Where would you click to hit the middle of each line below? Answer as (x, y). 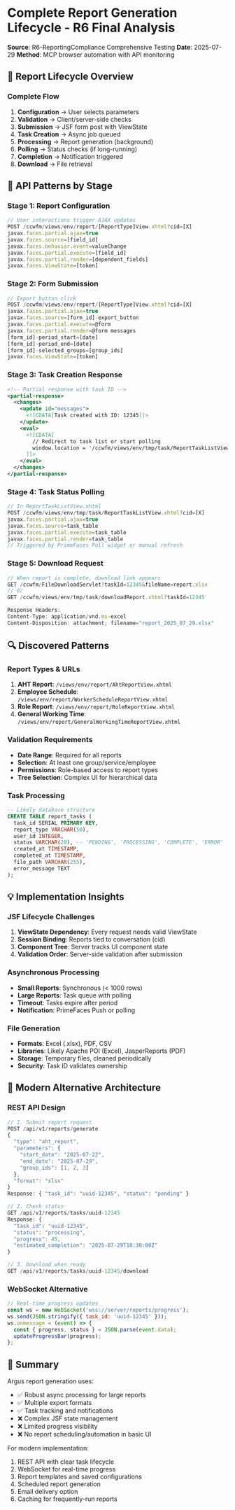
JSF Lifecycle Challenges (51, 916)
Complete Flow (33, 97)
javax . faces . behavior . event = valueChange (67, 246)
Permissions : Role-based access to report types (88, 770)
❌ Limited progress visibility (57, 1427)
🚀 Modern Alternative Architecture (84, 1088)
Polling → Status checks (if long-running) (77, 149)
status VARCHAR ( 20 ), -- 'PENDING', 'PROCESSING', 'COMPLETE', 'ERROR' (119, 843)
